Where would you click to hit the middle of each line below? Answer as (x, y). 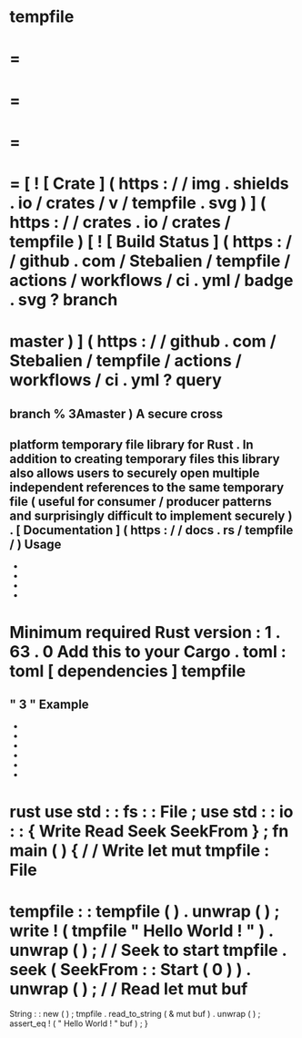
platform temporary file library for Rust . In (131, 444)
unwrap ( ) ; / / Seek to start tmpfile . (148, 950)
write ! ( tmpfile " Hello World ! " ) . (141, 930)
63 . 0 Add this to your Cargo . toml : (148, 651)
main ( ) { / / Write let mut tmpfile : (140, 850)
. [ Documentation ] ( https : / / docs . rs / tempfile (151, 530)
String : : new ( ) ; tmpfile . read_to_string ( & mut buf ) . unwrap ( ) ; (135, 1014)
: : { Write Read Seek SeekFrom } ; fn (149, 831)
